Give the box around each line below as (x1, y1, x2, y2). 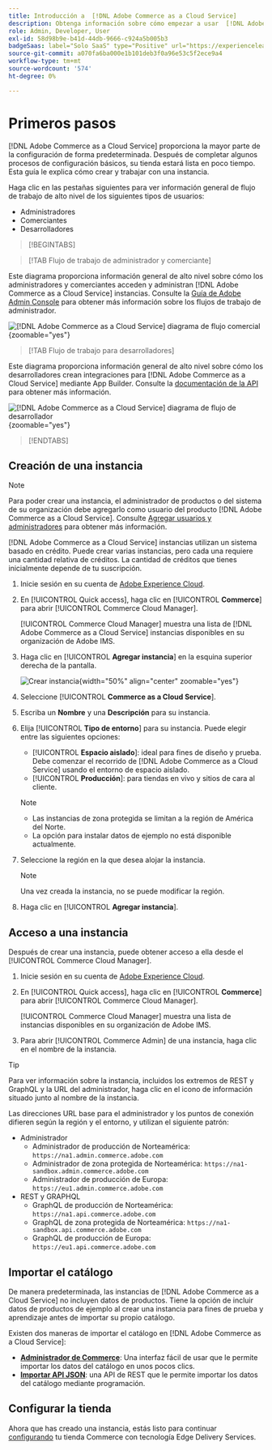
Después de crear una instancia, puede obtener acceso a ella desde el (8, 947, 244, 957)
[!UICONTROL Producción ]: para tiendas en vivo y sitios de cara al (32, 774, 255, 783)
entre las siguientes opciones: (19, 732, 121, 742)
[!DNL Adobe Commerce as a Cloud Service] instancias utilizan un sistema (8, 538, 257, 548)
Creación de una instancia (8, 458, 143, 472)
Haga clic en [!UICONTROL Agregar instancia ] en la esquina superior (19, 652, 253, 662)
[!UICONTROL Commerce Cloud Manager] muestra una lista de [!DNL (19, 619, 253, 629)
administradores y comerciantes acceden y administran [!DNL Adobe (8, 279, 239, 289)
